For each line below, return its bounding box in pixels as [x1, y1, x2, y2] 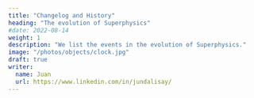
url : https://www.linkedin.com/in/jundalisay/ [15, 77, 172, 85]
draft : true [8, 56, 48, 64]
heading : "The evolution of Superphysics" [8, 19, 151, 27]
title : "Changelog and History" [8, 11, 115, 20]
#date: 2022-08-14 [8, 26, 69, 34]
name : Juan [15, 70, 52, 78]
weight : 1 [8, 33, 41, 42]
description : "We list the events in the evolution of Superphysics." [8, 41, 247, 49]
